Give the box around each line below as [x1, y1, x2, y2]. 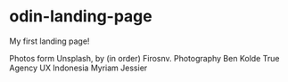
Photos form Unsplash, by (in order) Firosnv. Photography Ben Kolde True [9, 53, 280, 63]
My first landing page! [9, 36, 90, 46]
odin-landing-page [9, 6, 153, 27]
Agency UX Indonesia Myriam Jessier [9, 62, 148, 73]
